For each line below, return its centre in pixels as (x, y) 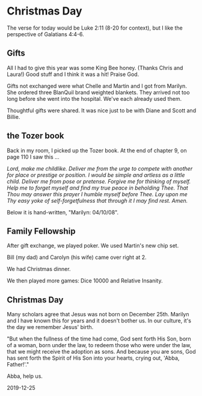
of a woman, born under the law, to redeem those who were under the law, (99, 345)
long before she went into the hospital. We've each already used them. (94, 98)
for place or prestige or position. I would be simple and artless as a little (96, 175)
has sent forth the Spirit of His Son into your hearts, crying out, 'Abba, (93, 358)
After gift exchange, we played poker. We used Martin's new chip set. (93, 246)
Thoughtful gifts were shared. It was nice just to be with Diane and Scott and (102, 110)
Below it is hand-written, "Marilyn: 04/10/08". (63, 212)
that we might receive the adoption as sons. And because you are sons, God (101, 352)
